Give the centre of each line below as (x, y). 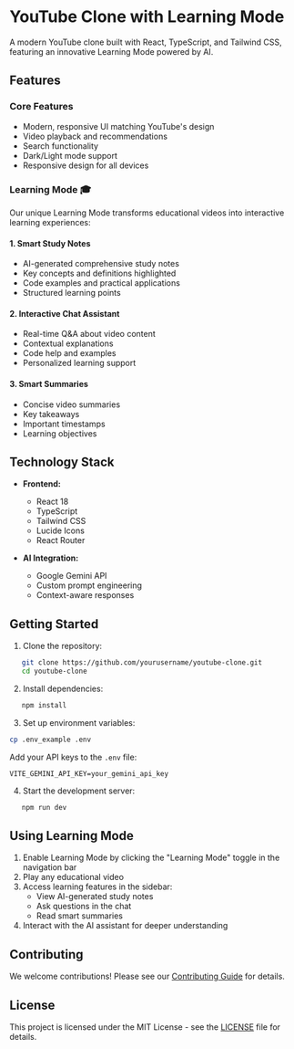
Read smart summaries (79, 916)
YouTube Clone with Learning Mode (147, 17)
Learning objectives (60, 433)
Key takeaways (51, 414)
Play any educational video (73, 877)
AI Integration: (51, 558)
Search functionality (60, 146)
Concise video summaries (71, 404)
